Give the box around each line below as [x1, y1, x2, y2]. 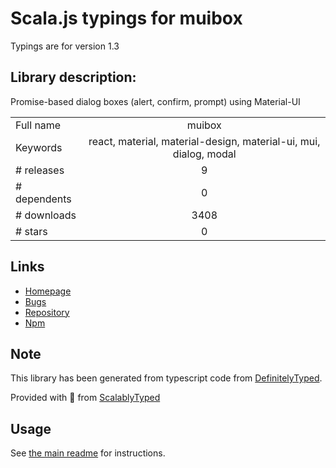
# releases [15, 163, 65, 177]
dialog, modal [172, 147, 237, 161]
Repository [24, 306, 70, 318]
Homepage [24, 285, 72, 297]
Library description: [10, 69, 137, 86]
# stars [15, 224, 48, 238]
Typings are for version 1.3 [10, 40, 120, 52]
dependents [15, 192, 72, 206]
